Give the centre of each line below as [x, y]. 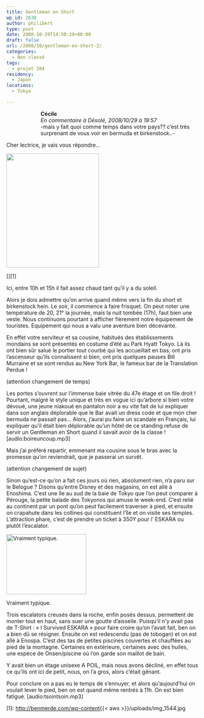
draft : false [23, 40]
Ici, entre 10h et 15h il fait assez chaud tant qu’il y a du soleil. [82, 288]
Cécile [49, 114]
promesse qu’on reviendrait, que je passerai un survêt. [75, 456]
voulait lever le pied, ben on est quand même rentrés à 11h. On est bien [95, 690]
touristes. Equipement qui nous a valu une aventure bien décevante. [92, 326]
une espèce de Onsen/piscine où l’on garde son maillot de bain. [86, 653]
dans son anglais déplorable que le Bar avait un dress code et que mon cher [102, 413]
